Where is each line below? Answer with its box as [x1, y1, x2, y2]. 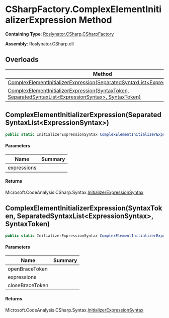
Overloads [5, 56, 39, 64]
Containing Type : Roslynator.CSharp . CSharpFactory [5, 31, 114, 37]
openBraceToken [8, 265, 48, 272]
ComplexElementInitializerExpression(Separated [5, 111, 162, 119]
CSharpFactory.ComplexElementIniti [5, 4, 162, 15]
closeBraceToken [8, 282, 49, 289]
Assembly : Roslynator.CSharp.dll [5, 40, 74, 46]
